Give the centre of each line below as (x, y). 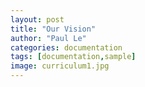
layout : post (37, 19)
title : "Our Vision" (53, 29)
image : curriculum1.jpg (60, 66)
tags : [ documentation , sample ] (73, 57)
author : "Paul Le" (48, 38)
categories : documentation (66, 47)
